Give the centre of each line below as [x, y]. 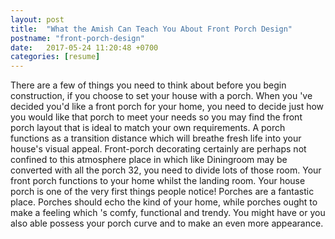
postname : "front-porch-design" [77, 38]
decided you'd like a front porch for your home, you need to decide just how [167, 107]
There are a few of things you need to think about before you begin [148, 85]
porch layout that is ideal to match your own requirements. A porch [148, 128]
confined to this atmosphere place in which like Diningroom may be [149, 160]
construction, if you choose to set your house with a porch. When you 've [161, 96]
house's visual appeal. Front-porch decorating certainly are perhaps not [158, 149]
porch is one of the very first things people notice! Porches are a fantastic [162, 192]
